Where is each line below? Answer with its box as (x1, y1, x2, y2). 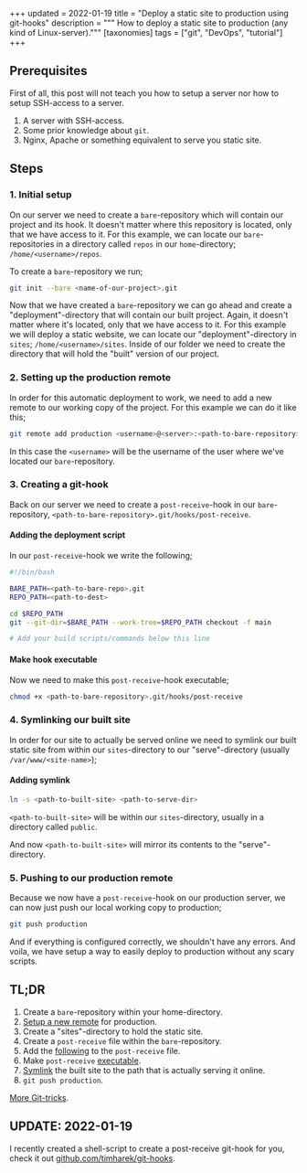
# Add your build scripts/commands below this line (9, 634, 210, 644)
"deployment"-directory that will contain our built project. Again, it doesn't (9, 310, 289, 321)
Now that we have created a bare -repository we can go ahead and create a (9, 300, 292, 311)
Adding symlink (9, 774, 70, 785)
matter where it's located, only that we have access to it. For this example (9, 319, 287, 330)
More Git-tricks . (9, 1092, 69, 1103)
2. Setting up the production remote (9, 371, 172, 384)
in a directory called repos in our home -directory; (56, 238, 237, 250)
